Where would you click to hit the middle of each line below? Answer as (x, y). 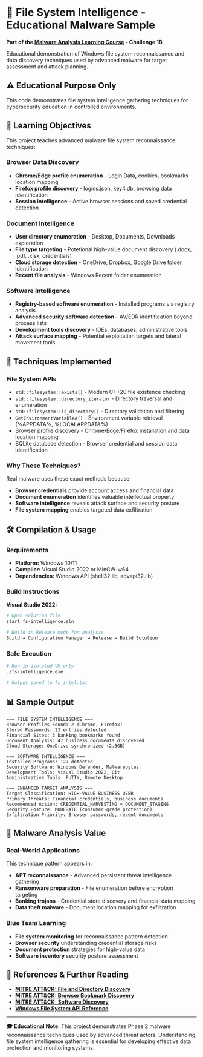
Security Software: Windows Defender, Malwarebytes (72, 767)
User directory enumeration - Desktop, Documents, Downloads (95, 237)
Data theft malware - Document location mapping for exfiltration (95, 907)
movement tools (35, 343)
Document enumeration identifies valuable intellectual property (95, 497)
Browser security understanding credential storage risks (86, 943)
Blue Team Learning (36, 923)
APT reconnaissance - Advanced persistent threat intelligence (93, 875)
